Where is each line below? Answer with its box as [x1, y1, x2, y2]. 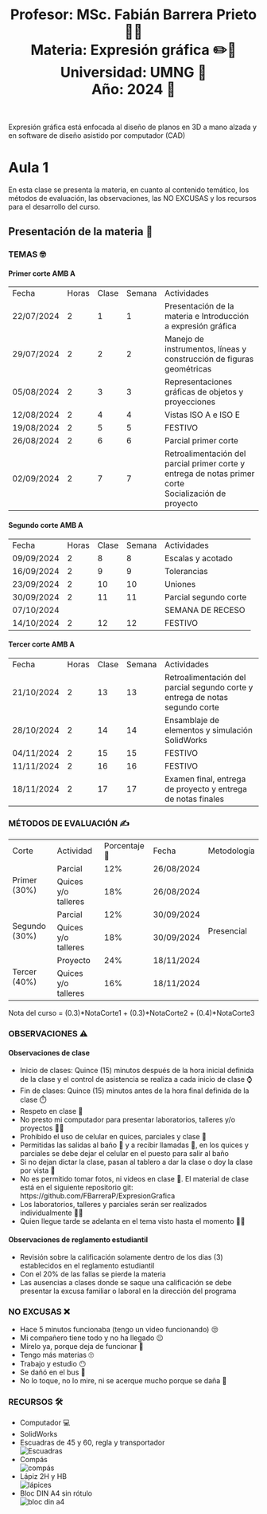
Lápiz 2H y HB [19, 1472, 68, 1481]
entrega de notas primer [164, 468, 255, 479]
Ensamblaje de [164, 714, 220, 726]
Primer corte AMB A [8, 269, 75, 278]
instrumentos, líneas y [164, 344, 247, 355]
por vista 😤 [19, 1166, 56, 1175]
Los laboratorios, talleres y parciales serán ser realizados [19, 1200, 207, 1209]
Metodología [207, 845, 255, 856]
